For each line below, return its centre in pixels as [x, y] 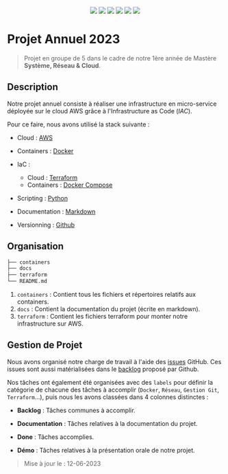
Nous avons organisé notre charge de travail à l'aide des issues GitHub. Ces [114, 361]
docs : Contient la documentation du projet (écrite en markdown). [109, 309]
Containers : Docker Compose [70, 185]
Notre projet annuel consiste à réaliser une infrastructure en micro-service [112, 104]
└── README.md [27, 282]
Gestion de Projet [45, 345]
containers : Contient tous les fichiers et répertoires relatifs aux [106, 295]
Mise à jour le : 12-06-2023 [62, 463]
